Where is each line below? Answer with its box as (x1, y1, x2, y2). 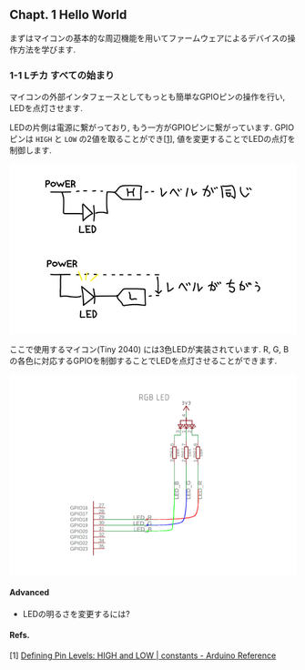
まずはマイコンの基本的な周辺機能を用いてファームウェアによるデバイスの (9, 32, 289, 44)
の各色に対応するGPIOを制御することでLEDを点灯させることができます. (9, 355, 278, 366)
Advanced (9, 587, 50, 598)
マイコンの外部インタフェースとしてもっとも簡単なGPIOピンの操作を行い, (9, 91, 286, 103)
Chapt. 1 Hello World (9, 7, 127, 23)
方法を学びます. (16, 44, 76, 55)
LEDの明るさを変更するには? (22, 608, 130, 619)
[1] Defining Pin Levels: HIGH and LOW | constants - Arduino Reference (9, 650, 277, 661)
